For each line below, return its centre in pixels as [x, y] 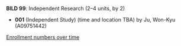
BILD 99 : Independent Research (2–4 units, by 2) [66, 8]
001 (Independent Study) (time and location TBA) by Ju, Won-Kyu [95, 20]
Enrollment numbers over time [43, 37]
